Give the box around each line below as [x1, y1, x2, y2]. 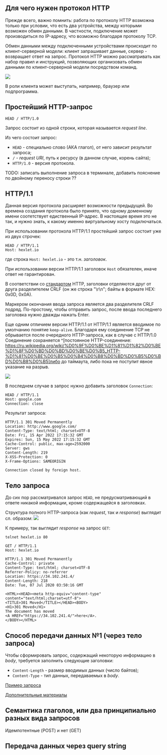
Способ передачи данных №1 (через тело [5, 631, 142, 640]
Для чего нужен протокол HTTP [5, 4, 110, 12]
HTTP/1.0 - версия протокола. [12, 160, 75, 166]
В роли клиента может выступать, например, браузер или [5, 83, 130, 89]
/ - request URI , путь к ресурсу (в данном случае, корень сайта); [12, 155, 151, 161]
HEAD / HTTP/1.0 [5, 116, 39, 121]
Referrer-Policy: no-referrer [5, 570, 68, 575]
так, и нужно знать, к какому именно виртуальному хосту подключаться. [5, 219, 163, 225]
